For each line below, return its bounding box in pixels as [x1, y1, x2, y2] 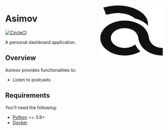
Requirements [5, 91, 50, 100]
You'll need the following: [5, 104, 57, 110]
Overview [5, 53, 36, 62]
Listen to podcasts [12, 76, 51, 82]
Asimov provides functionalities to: [5, 67, 76, 73]
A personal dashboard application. [5, 39, 76, 45]
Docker [12, 119, 28, 125]
